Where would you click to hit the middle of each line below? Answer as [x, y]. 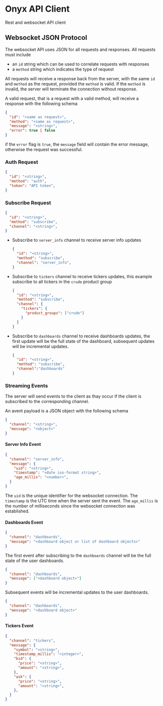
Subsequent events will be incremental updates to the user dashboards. [77, 592]
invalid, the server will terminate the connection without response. [71, 89]
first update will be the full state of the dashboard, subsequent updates [83, 341]
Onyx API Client [37, 9]
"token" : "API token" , [32, 186]
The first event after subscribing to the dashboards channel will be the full [78, 555]
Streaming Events [27, 386]
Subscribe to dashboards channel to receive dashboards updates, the [81, 336]
